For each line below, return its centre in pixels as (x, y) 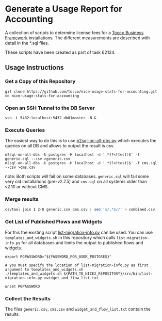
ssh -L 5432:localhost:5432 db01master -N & (51, 118)
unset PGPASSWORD (23, 286)
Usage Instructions (34, 68)
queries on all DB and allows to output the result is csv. (60, 146)
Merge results (22, 199)
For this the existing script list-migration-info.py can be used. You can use (79, 232)
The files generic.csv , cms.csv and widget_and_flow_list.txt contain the (78, 309)
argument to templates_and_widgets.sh (44, 269)
